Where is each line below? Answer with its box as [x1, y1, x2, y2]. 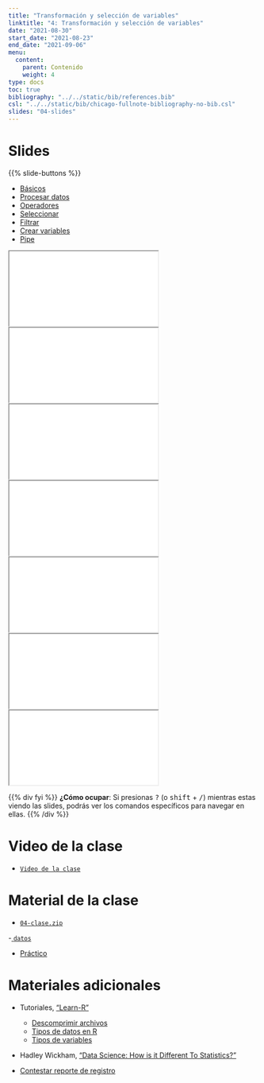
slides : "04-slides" [8, 108, 77, 116]
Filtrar [19, 217, 40, 227]
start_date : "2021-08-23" [8, 33, 94, 42]
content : [15, 56, 44, 64]
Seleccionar [19, 208, 59, 219]
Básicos [19, 184, 46, 193]
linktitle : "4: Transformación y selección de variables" [8, 19, 204, 27]
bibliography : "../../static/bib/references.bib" [8, 93, 176, 101]
